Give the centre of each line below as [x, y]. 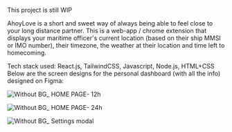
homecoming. [27, 53]
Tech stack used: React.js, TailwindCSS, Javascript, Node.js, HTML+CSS [111, 66]
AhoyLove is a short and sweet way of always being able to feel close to [110, 23]
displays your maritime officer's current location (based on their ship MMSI [114, 38]
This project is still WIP [40, 10]
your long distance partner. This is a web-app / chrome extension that [107, 31]
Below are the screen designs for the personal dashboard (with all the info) [114, 73]
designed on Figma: [36, 81]
